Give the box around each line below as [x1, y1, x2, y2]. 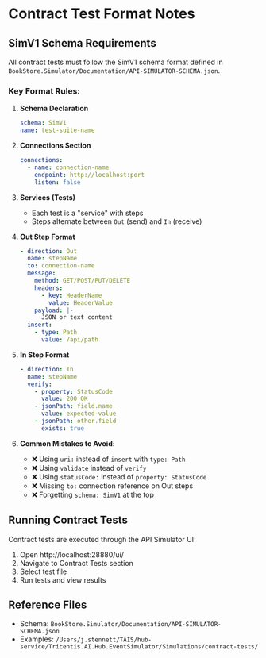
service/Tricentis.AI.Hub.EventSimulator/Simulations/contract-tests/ [19, 643, 259, 651]
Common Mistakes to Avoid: [19, 438, 115, 448]
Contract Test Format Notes [8, 5, 195, 23]
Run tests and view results [19, 575, 106, 584]
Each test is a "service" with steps [31, 208, 144, 217]
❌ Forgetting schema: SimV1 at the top [31, 490, 155, 499]
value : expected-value [40, 410, 117, 418]
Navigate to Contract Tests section [19, 558, 133, 568]
